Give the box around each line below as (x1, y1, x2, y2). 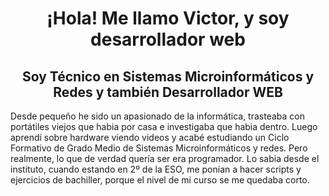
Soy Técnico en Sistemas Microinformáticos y (21, 68, 315, 85)
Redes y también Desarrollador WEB (53, 83, 283, 101)
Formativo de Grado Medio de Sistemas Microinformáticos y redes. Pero (10, 142, 308, 154)
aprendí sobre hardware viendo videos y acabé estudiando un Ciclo (10, 132, 290, 143)
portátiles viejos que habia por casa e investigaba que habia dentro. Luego (10, 121, 318, 132)
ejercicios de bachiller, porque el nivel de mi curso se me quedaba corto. (10, 174, 310, 186)
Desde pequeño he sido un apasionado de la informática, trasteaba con (10, 110, 305, 122)
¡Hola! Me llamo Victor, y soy (46, 7, 290, 30)
